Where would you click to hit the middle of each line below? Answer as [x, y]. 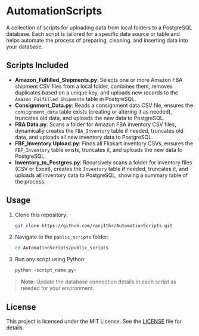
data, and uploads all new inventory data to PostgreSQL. [84, 137]
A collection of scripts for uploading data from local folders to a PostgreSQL [99, 28]
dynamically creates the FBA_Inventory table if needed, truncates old [99, 130]
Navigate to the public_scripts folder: [62, 237]
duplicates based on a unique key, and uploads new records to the [97, 92]
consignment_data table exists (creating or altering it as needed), [94, 111]
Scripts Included [38, 65]
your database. [25, 47]
